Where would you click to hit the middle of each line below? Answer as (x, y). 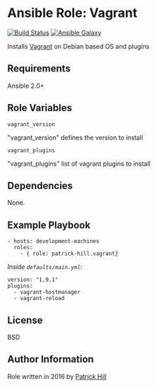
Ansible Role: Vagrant (72, 13)
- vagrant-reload (39, 299)
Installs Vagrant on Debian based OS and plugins (78, 46)
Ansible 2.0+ (26, 86)
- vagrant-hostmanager (47, 292)
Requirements (39, 69)
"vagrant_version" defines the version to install (75, 137)
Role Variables (40, 108)
